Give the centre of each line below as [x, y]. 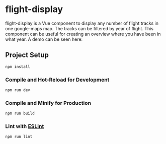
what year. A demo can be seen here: [44, 39]
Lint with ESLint [25, 126]
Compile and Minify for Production [48, 103]
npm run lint [19, 137]
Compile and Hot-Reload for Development [57, 80]
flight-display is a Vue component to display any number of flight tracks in [82, 23]
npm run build [20, 114]
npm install [18, 66]
